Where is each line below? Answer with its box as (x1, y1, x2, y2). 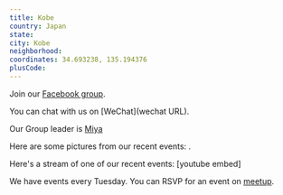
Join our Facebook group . (9, 88, 106, 99)
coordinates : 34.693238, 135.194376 (9, 55, 147, 64)
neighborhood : (9, 47, 63, 56)
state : (9, 30, 34, 39)
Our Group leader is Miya (9, 123, 103, 134)
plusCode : (9, 64, 47, 73)
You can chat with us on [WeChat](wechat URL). (9, 106, 190, 116)
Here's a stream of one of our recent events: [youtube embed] (9, 158, 241, 169)
